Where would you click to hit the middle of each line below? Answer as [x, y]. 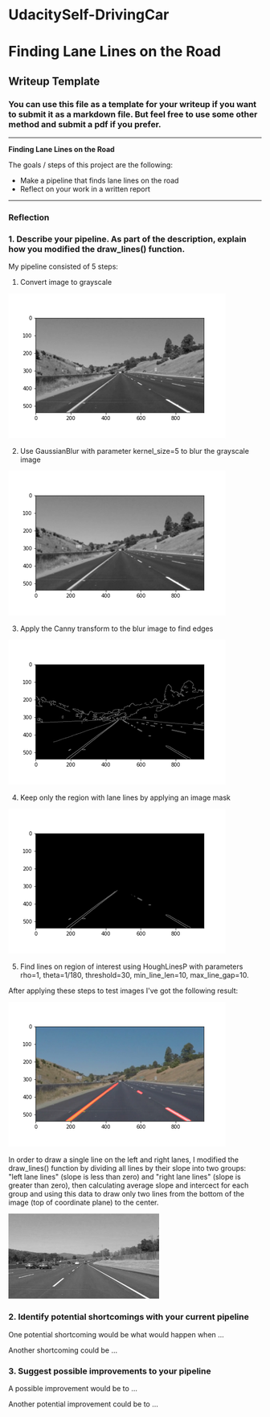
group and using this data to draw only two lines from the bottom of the [127, 1194]
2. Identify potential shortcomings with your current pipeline [129, 1317]
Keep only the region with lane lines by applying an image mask [125, 797]
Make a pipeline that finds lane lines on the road [99, 181]
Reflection [29, 217]
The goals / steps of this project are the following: [90, 165]
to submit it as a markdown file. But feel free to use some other [133, 114]
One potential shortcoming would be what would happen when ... [117, 1334]
